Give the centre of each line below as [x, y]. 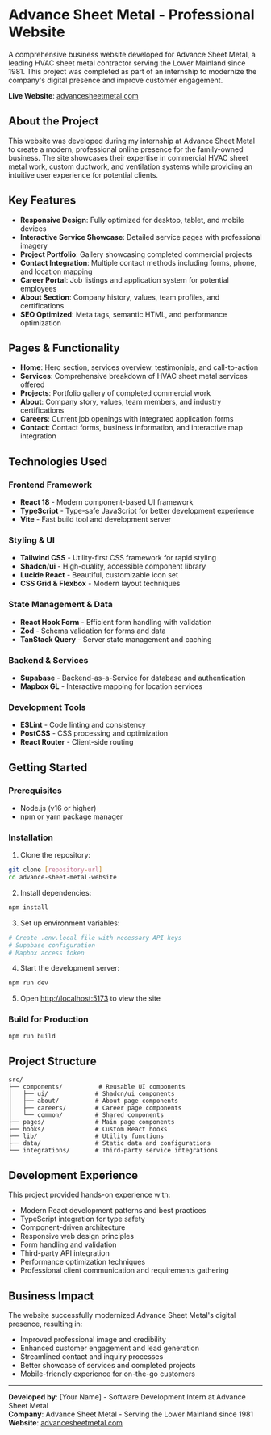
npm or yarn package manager [71, 816]
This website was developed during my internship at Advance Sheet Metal [132, 141]
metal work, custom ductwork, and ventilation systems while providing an [130, 166]
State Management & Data [60, 605]
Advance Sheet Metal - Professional [132, 15]
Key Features [42, 201]
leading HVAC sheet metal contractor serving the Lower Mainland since [127, 63]
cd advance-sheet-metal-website [63, 878]
